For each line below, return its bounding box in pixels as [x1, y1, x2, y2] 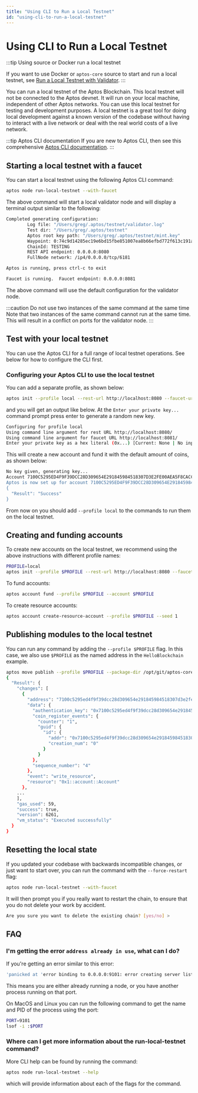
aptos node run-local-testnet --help [6, 1069, 99, 1075]
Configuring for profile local [6, 423, 83, 430]
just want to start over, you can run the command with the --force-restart [6, 866, 187, 874]
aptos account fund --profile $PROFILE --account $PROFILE [6, 591, 154, 597]
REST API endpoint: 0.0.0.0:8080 [27, 249, 110, 255]
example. [6, 658, 28, 665]
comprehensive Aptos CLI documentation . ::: [6, 143, 115, 151]
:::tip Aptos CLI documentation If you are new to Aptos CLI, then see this [6, 137, 181, 145]
